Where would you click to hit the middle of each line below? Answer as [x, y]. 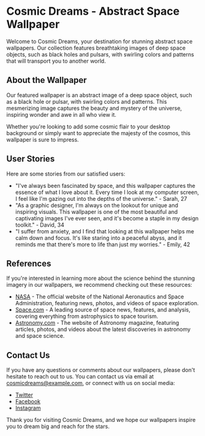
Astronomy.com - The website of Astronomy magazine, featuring [97, 323]
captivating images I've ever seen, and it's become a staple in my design [107, 218]
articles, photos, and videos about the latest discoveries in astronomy [103, 329]
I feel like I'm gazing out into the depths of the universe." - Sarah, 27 [101, 198]
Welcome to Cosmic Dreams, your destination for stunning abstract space [99, 41]
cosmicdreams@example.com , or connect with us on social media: [91, 383]
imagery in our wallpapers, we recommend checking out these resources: [99, 285]
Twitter [24, 395]
